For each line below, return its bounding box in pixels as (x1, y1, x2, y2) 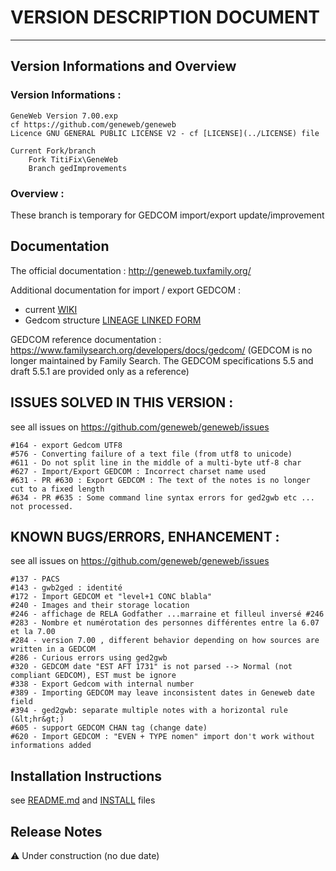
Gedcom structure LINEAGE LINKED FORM (24, 314, 202, 326)
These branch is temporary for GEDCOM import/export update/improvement (10, 209, 325, 221)
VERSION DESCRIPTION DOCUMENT (10, 6, 320, 29)
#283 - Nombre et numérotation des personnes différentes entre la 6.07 (10, 618, 320, 628)
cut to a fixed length (10, 484, 105, 494)
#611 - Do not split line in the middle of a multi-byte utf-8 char (10, 457, 302, 468)
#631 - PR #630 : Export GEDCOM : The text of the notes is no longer (10, 475, 311, 485)
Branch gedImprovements (28, 163, 128, 173)
